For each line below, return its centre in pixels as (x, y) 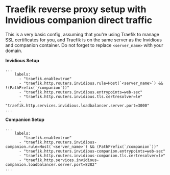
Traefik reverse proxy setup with (76, 9)
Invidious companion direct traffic (79, 20)
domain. (14, 51)
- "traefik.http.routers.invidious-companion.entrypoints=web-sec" (92, 151)
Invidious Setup (22, 60)
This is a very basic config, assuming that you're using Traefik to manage (82, 34)
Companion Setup (25, 119)
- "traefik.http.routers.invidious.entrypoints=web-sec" (81, 92)
